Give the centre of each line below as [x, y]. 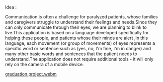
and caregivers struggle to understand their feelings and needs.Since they [81, 22]
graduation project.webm [31, 74]
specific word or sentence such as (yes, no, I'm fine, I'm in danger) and [78, 48]
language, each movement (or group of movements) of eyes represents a [80, 43]
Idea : [11, 7]
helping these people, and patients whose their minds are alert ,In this [77, 38]
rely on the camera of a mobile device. [44, 64]
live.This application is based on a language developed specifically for [77, 33]
